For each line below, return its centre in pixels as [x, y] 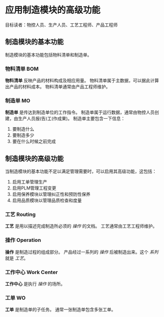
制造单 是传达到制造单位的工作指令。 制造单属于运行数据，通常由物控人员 [80, 112]
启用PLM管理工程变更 [34, 188]
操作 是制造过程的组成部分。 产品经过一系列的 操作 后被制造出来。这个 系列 [82, 252]
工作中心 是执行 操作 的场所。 [35, 284]
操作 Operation [23, 240]
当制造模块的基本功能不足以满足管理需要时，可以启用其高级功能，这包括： [81, 172]
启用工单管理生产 [30, 182]
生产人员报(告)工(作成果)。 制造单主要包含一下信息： [72, 119]
